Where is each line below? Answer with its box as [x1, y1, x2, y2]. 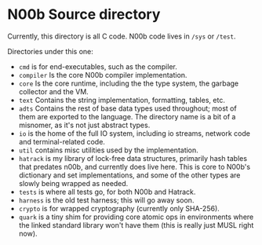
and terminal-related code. [18, 137, 105, 146]
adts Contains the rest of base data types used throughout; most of [18, 104, 237, 113]
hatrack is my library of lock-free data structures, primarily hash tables [18, 153, 248, 163]
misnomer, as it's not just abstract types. [18, 120, 151, 130]
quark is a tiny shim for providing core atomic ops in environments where [18, 212, 254, 221]
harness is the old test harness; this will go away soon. [18, 195, 195, 205]
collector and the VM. [18, 86, 89, 96]
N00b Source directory [7, 5, 161, 24]
